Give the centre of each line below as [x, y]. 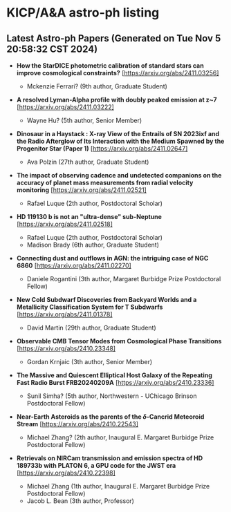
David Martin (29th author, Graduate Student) [91, 328]
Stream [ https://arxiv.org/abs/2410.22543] [77, 424]
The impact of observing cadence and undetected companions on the [119, 175]
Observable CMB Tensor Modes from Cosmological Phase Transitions [119, 341]
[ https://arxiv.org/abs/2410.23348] [66, 348]
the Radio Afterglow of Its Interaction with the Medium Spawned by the [120, 141]
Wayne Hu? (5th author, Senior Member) [84, 120]
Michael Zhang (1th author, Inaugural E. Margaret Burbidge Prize [118, 486]
